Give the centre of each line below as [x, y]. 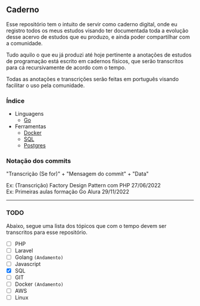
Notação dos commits [39, 161]
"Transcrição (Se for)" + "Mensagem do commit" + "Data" [77, 174]
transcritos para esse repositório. [47, 232]
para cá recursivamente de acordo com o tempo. [66, 67]
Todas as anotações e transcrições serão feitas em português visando [93, 79]
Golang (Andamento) [39, 257]
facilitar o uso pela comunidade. [46, 85]
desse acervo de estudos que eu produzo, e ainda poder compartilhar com [98, 37]
